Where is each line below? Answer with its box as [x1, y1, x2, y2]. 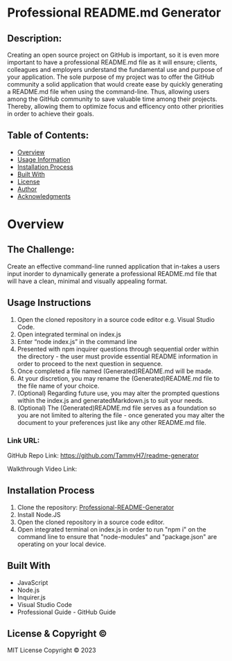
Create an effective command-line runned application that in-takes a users [7, 262, 220, 271]
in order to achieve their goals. [7, 109, 95, 118]
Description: [7, 33, 62, 44]
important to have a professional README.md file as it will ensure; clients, [7, 58, 217, 66]
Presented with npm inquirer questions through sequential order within [17, 345, 220, 353]
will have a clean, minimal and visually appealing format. [7, 277, 168, 285]
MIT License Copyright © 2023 [7, 646, 96, 655]
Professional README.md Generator [7, 5, 222, 21]
